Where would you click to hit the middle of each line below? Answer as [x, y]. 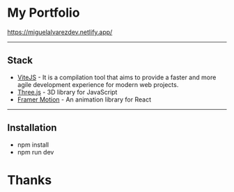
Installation [32, 128]
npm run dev [36, 152]
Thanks [30, 180]
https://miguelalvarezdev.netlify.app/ [60, 32]
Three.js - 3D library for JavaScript [67, 92]
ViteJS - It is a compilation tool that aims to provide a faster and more [117, 77]
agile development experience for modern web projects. [98, 84]
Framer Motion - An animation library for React [84, 99]
